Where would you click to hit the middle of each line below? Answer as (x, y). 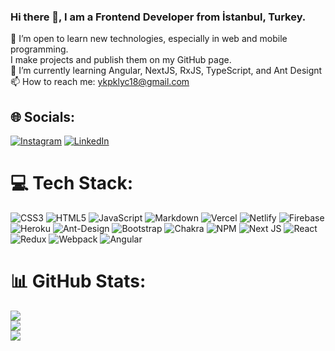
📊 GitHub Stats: (78, 281)
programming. (39, 49)
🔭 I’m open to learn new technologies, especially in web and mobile (149, 39)
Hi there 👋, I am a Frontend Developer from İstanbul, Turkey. (158, 17)
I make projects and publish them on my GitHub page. (121, 60)
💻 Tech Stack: (72, 183)
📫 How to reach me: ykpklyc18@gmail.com (100, 82)
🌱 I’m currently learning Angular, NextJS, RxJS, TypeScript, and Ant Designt (166, 71)
